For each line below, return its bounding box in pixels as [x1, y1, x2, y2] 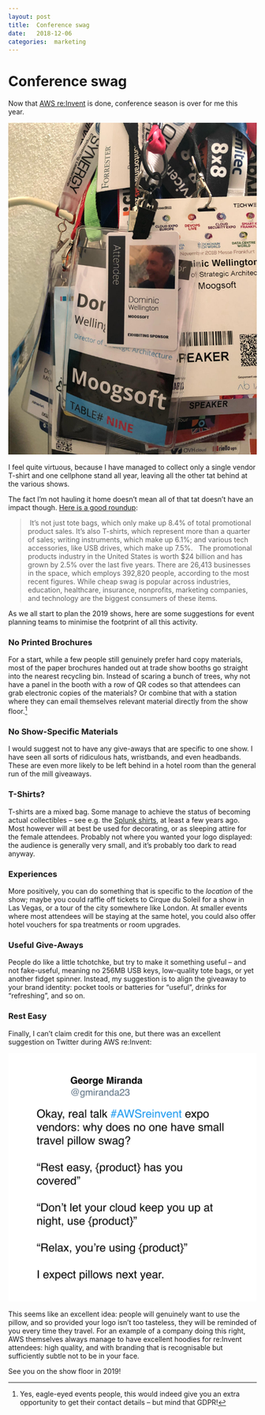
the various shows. [8, 480, 70, 489]
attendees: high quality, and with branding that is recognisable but [8, 1342, 223, 1352]
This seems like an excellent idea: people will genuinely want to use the [8, 1309, 241, 1319]
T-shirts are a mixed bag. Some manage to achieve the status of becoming [8, 807, 251, 816]
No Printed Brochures [8, 637, 93, 648]
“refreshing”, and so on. [8, 991, 85, 1001]
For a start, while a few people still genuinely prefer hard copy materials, [8, 655, 243, 664]
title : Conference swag [8, 21, 90, 29]
